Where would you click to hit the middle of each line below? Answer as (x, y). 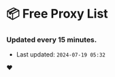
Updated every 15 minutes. (52, 40)
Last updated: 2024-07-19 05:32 (61, 55)
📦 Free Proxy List (57, 14)
